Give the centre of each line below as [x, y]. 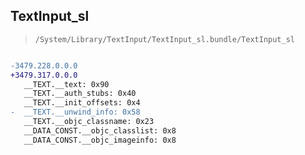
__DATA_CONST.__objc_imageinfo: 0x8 [100, 140]
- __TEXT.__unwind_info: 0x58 [75, 112]
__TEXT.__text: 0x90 [66, 84]
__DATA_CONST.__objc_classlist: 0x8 [100, 130]
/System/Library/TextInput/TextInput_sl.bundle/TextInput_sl [165, 39]
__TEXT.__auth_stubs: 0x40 [80, 94]
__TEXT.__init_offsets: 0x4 [82, 103]
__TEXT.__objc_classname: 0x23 [89, 122]
